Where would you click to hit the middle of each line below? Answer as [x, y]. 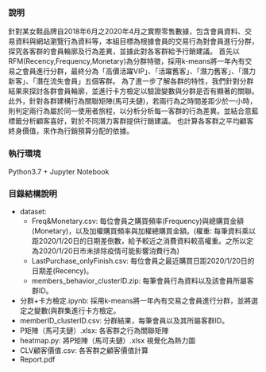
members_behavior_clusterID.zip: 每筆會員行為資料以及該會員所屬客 [143, 280]
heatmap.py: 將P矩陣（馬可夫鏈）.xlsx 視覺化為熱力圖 [108, 340]
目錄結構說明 [33, 194]
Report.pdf [37, 359]
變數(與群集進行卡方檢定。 [77, 310]
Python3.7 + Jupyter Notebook [59, 171]
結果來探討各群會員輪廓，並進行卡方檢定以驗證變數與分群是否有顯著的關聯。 [133, 91]
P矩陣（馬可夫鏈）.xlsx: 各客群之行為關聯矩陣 [94, 330]
